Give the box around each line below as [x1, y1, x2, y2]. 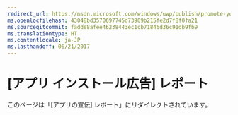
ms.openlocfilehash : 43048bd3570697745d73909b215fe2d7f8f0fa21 [7, 17, 198, 24]
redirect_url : [7, 10, 50, 18]
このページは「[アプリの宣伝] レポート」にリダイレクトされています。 [7, 100, 212, 109]
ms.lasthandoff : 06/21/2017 [7, 43, 91, 50]
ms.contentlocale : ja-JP [7, 37, 81, 44]
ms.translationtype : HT [7, 30, 78, 37]
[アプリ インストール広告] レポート [7, 75, 209, 92]
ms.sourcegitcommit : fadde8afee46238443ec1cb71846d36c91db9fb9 [7, 23, 198, 30]
